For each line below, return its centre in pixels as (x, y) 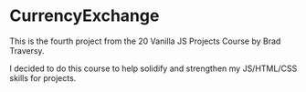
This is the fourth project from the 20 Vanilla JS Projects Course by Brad (145, 41)
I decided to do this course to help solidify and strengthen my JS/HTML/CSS (153, 68)
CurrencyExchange (84, 16)
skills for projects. (43, 77)
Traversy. (27, 50)
